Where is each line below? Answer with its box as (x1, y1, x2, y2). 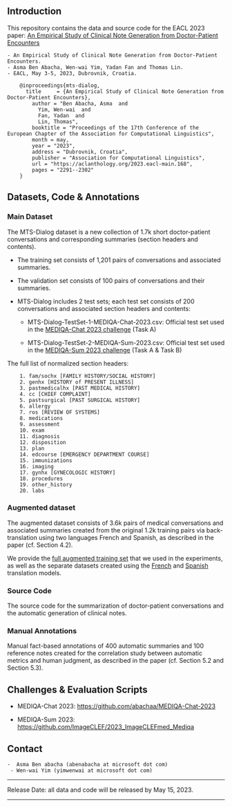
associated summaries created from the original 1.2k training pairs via (7, 526, 205, 534)
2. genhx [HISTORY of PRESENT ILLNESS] (19, 379, 135, 386)
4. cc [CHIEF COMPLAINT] (19, 390, 91, 397)
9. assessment (19, 421, 60, 428)
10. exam (19, 427, 45, 434)
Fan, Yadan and (37, 112, 85, 119)
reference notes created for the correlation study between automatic (7, 649, 202, 657)
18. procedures (19, 475, 64, 482)
